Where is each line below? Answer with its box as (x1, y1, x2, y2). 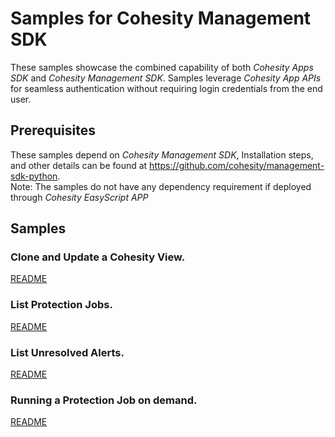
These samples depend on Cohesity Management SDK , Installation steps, (10, 148, 314, 161)
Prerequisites (10, 122, 96, 139)
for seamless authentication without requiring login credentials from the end (10, 82, 323, 94)
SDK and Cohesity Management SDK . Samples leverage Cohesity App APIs (10, 72, 322, 84)
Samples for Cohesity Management (10, 7, 312, 30)
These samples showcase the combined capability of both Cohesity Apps (10, 61, 314, 73)
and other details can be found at (10, 159, 148, 171)
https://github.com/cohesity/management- (149, 159, 325, 171)
